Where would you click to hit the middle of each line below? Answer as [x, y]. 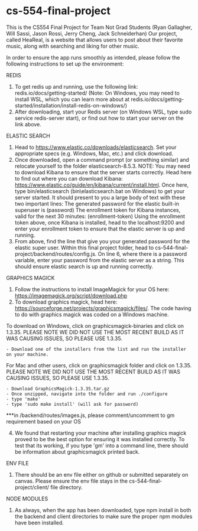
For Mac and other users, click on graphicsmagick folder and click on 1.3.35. [99, 365]
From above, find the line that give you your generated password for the [102, 241]
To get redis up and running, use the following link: [76, 86]
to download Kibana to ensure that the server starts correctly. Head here [103, 172]
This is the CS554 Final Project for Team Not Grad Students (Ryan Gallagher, [99, 27]
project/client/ [32, 487]
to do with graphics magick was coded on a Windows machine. [92, 314]
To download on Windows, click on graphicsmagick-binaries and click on [95, 325]
